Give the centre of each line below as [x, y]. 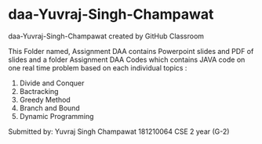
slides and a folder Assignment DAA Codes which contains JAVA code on [127, 59]
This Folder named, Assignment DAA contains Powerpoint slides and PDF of [131, 51]
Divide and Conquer [52, 83]
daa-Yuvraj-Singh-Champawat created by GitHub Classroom [106, 36]
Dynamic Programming [56, 116]
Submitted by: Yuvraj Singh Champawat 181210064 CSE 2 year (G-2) [119, 131]
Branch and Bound [49, 108]
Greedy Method [45, 99]
